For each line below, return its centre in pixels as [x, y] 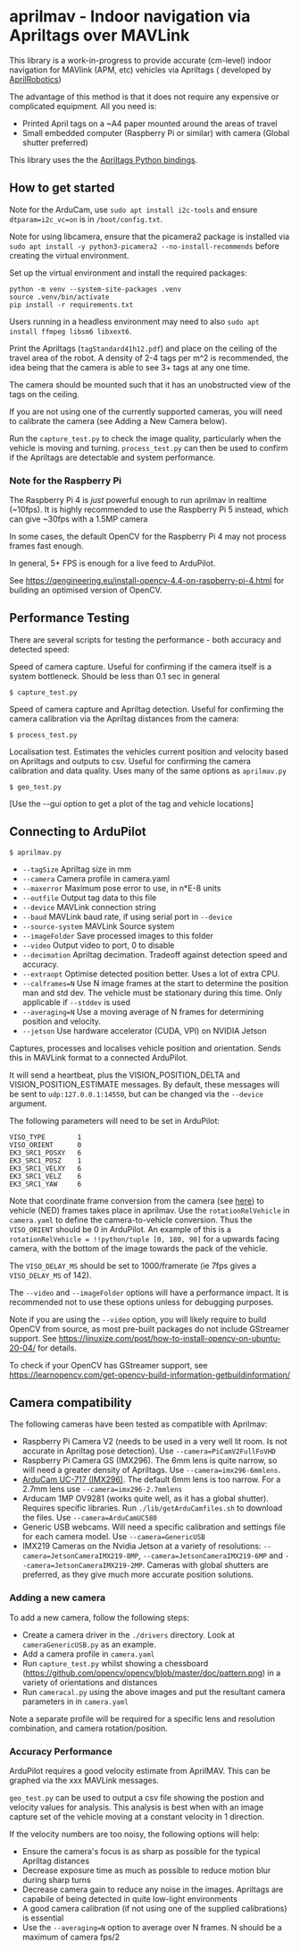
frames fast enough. [46, 546]
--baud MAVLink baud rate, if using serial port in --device [127, 916]
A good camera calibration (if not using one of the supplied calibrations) [154, 1909]
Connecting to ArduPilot [78, 832]
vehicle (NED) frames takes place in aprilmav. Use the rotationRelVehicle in [150, 1210]
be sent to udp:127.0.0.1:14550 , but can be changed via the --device [137, 1094]
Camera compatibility [71, 1403]
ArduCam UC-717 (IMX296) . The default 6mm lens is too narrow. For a [151, 1479]
